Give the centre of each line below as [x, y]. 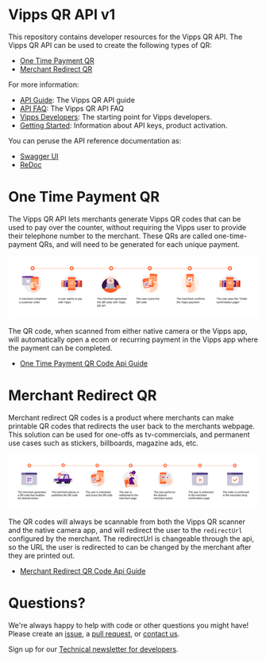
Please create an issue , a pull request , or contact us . [94, 634]
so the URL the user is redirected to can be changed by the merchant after [130, 547]
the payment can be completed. [60, 347]
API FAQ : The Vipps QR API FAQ [72, 108]
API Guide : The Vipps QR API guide [77, 100]
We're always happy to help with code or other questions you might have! [129, 625]
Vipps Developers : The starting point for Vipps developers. [116, 116]
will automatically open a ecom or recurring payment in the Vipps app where [133, 339]
